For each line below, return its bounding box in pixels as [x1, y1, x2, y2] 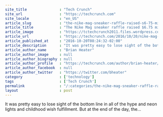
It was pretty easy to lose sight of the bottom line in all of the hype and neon [5, 101, 157, 107]
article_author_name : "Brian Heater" [5, 47, 95, 52]
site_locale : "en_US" [5, 16, 79, 21]
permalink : [5, 83, 62, 88]
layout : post [5, 88, 73, 93]
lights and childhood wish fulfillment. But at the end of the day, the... [5, 106, 142, 112]
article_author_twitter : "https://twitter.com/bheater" [5, 70, 127, 75]
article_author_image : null [5, 52, 73, 57]
